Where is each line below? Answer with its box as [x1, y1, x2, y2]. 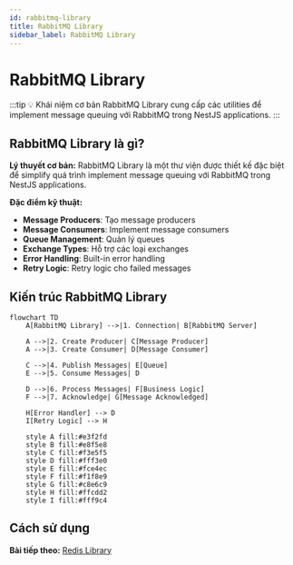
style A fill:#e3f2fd [25, 432, 107, 441]
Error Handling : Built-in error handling [22, 253, 165, 264]
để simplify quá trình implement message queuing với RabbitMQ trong [9, 170, 271, 181]
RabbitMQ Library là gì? [9, 135, 145, 151]
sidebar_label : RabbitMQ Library [9, 30, 136, 39]
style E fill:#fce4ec [25, 464, 107, 473]
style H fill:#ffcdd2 [25, 488, 107, 497]
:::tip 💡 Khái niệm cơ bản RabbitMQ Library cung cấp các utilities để [9, 99, 262, 110]
